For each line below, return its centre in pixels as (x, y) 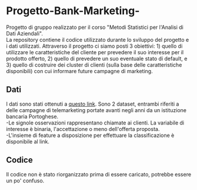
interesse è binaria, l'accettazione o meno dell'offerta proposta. (83, 129)
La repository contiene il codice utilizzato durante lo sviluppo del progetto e (98, 40)
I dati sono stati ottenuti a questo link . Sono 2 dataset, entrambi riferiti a (93, 104)
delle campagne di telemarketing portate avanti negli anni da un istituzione (96, 110)
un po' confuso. (25, 181)
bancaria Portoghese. (32, 116)
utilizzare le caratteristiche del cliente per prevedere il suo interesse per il (95, 52)
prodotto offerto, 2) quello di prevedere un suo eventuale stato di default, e (97, 58)
